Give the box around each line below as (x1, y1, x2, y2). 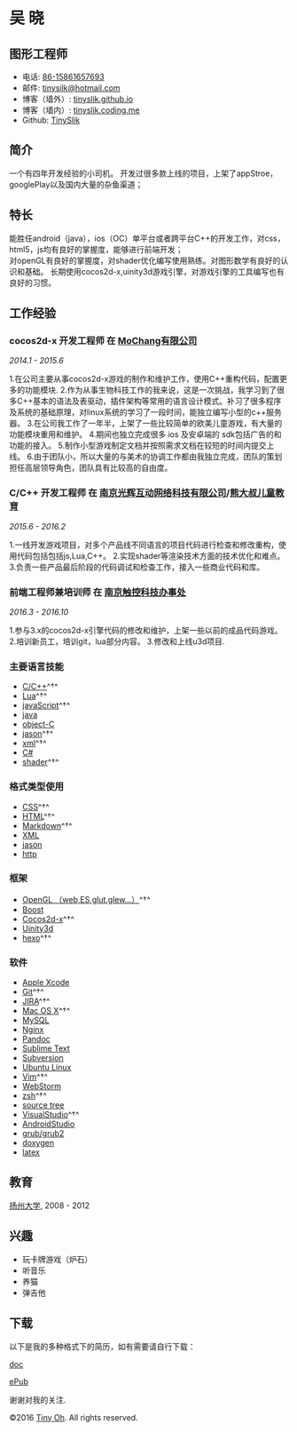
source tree (21, 1100, 65, 1110)
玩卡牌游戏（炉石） (21, 1253, 93, 1264)
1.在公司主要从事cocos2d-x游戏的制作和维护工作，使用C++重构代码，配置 (9, 374, 280, 385)
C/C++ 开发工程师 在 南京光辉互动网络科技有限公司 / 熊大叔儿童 (9, 487, 276, 499)
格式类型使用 (9, 781, 65, 793)
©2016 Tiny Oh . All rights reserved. (9, 1412, 139, 1422)
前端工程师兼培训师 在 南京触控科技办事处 (9, 585, 186, 598)
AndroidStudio (21, 1118, 75, 1129)
